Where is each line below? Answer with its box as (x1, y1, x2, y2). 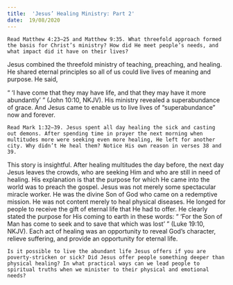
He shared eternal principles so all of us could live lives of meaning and (7, 67, 212, 76)
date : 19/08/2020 (7, 17, 60, 24)
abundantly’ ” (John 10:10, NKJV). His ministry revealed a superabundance (7, 95, 221, 104)
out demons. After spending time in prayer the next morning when (7, 130, 203, 137)
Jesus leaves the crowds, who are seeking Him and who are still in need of (7, 168, 221, 176)
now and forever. (7, 111, 55, 119)
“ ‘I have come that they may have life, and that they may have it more (7, 88, 207, 97)
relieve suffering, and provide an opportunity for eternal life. (7, 234, 178, 243)
